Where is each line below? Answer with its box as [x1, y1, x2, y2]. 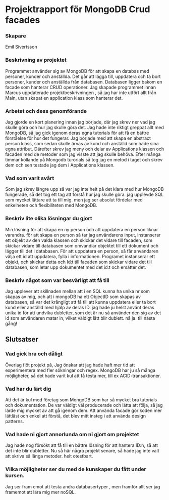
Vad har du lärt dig [5, 385, 51, 392]
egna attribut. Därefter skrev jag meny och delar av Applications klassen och [5, 146, 164, 152]
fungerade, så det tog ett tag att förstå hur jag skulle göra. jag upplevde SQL [5, 191, 164, 198]
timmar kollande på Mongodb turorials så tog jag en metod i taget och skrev [5, 157, 163, 163]
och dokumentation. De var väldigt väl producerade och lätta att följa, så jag [5, 402, 163, 408]
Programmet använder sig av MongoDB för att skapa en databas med [5, 68, 150, 74]
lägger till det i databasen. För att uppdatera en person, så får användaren [5, 248, 159, 254]
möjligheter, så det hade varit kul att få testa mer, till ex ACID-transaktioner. [5, 372, 161, 379]
